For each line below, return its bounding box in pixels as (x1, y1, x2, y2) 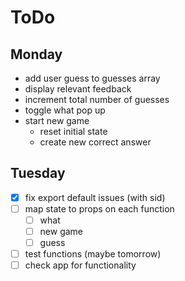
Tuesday (10, 165, 66, 182)
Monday (10, 46, 63, 63)
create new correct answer (39, 136, 152, 148)
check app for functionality (24, 259, 137, 271)
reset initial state (39, 126, 108, 137)
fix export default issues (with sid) (24, 191, 166, 203)
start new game (24, 115, 90, 126)
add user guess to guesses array (24, 72, 161, 84)
